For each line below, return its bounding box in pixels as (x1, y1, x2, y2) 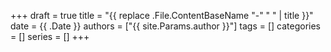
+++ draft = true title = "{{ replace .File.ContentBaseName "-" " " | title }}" (10, 10, 314, 21)
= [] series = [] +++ (10, 31, 90, 42)
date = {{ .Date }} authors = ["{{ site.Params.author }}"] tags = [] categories (10, 20, 322, 32)
